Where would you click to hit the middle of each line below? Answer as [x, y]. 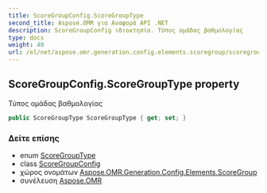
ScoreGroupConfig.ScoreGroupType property [124, 84]
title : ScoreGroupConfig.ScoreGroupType [76, 15]
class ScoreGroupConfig [60, 164]
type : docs [26, 38]
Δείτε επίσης [34, 138]
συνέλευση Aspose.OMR [61, 180]
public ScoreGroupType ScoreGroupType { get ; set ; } [97, 118]
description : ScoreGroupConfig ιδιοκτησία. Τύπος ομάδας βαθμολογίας [126, 30]
